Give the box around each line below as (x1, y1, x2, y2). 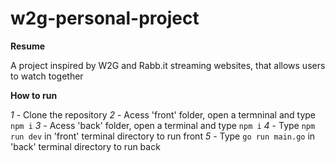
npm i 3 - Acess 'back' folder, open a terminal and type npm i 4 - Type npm (10, 119, 316, 131)
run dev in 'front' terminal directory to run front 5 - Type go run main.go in (10, 130, 316, 142)
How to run (10, 89, 58, 101)
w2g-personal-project (10, 7, 200, 30)
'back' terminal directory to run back (10, 140, 161, 152)
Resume (10, 40, 46, 52)
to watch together (10, 70, 84, 82)
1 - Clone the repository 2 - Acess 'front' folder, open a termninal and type (10, 108, 317, 121)
